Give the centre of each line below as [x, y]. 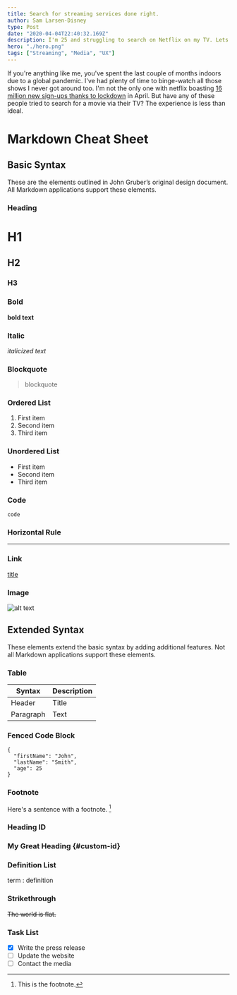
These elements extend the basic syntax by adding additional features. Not [116, 647]
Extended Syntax [46, 630]
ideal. [15, 111]
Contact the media [44, 964]
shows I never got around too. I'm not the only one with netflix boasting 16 [115, 88]
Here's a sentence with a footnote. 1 [59, 808]
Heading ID [27, 827]
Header [23, 703]
